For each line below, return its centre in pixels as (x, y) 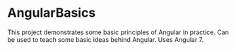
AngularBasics (52, 13)
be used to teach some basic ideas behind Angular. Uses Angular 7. (105, 39)
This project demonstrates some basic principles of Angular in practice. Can (118, 32)
